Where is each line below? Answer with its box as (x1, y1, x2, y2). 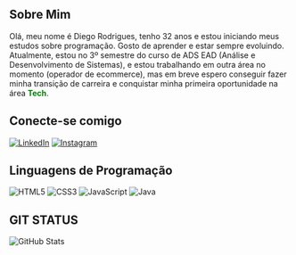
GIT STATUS (9, 212, 78, 227)
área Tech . (9, 87, 49, 98)
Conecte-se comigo (9, 113, 122, 128)
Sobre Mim (9, 7, 71, 22)
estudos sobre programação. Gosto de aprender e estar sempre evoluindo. (9, 40, 285, 51)
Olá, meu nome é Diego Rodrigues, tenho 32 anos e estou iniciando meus (9, 30, 279, 41)
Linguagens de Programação (9, 163, 173, 178)
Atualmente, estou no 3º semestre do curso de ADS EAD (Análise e (9, 49, 256, 61)
